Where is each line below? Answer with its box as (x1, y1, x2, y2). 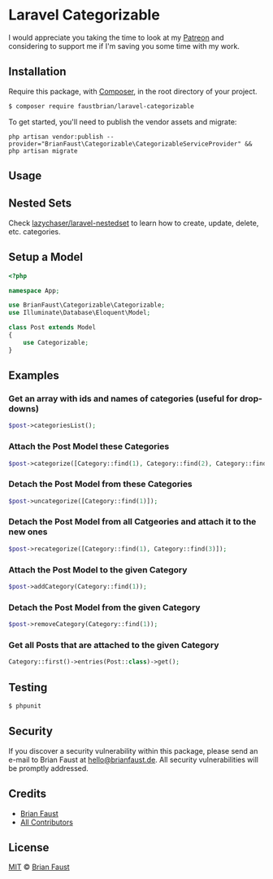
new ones (8, 526, 48, 537)
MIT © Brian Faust (8, 862, 71, 872)
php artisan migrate (8, 146, 79, 155)
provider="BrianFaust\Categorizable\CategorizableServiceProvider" (8, 140, 242, 148)
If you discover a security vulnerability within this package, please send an (8, 746, 258, 755)
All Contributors (19, 817, 73, 827)
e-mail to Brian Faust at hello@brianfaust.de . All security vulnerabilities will (8, 755, 258, 764)
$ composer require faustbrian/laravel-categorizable (8, 102, 195, 111)
